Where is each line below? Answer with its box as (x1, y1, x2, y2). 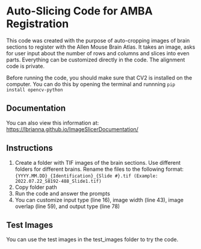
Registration (6, 17, 69, 31)
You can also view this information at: (6, 119, 99, 126)
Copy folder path (14, 183, 57, 191)
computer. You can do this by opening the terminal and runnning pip (6, 80, 176, 88)
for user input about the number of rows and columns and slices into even (6, 49, 190, 57)
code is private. (6, 62, 45, 70)
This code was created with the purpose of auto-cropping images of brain (6, 37, 190, 44)
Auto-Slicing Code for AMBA (6, 4, 153, 18)
